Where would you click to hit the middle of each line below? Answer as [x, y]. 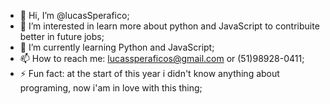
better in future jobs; [62, 36]
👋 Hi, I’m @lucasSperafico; [74, 15]
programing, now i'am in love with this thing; [111, 88]
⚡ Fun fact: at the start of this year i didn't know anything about [149, 73]
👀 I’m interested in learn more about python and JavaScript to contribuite [169, 26]
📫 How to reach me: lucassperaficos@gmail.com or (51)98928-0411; [162, 58]
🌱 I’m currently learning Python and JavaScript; [117, 47]
